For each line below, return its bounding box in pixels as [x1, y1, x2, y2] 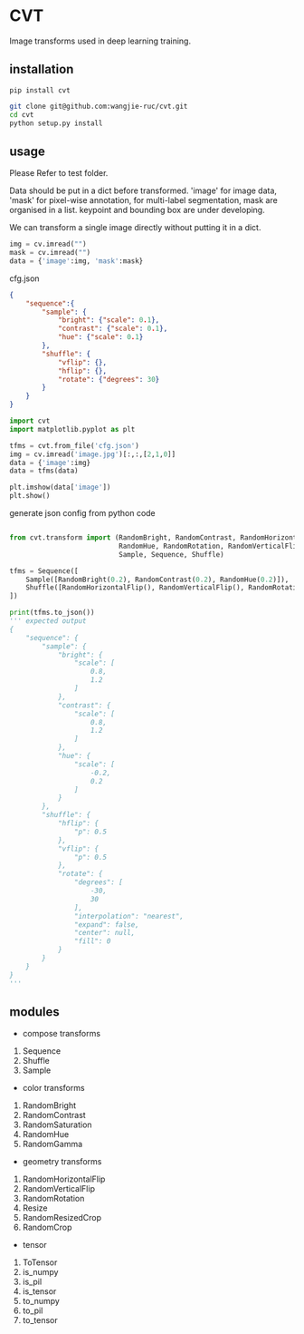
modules [9, 1004, 61, 1019]
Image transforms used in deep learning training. [9, 35, 192, 46]
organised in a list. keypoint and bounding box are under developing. [9, 205, 265, 216]
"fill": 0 [73, 937, 111, 946]
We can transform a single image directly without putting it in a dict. [9, 222, 261, 233]
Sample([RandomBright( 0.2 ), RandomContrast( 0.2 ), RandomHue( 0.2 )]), [25, 575, 290, 584]
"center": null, [73, 929, 136, 938]
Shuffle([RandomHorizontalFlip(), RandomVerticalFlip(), [25, 583, 245, 592]
